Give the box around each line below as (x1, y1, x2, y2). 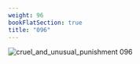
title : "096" (8, 26, 51, 34)
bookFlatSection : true (8, 19, 83, 27)
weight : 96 (8, 11, 44, 20)
